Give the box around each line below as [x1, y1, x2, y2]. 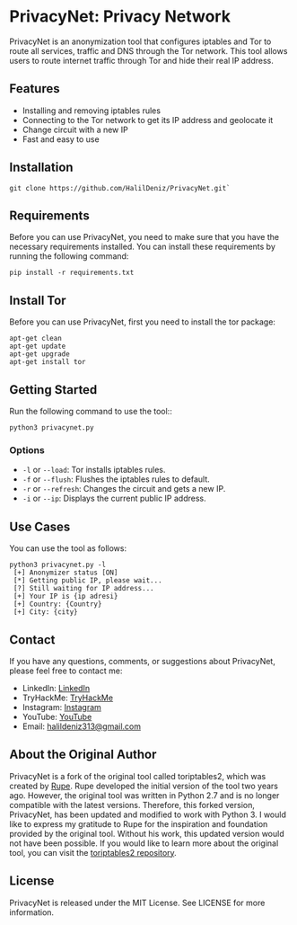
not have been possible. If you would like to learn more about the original [9, 838, 279, 849]
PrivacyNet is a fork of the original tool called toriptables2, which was [9, 770, 266, 781]
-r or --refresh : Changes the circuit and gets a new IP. [22, 484, 226, 494]
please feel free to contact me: [9, 665, 123, 676]
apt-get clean [9, 334, 63, 343]
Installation [9, 160, 74, 175]
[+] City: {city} [13, 608, 78, 617]
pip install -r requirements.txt [9, 268, 135, 278]
